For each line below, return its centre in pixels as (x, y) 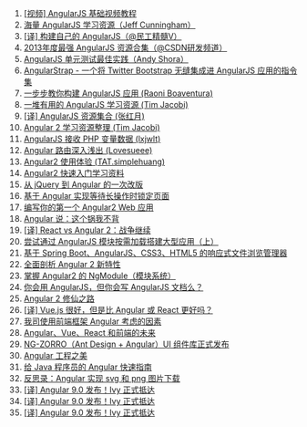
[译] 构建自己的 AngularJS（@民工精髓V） (102, 36)
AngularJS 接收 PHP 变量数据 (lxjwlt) (92, 139)
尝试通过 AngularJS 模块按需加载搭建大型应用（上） (121, 241)
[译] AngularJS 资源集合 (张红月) (84, 116)
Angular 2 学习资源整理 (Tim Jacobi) (92, 127)
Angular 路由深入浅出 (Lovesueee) (88, 150)
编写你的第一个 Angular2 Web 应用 (88, 207)
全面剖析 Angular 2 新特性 (72, 264)
